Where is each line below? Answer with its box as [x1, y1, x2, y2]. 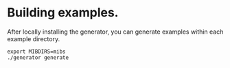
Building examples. [7, 5, 119, 21]
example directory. [7, 34, 60, 43]
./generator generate [7, 54, 69, 61]
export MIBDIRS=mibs [7, 48, 67, 55]
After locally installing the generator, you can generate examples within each [7, 27, 224, 36]
